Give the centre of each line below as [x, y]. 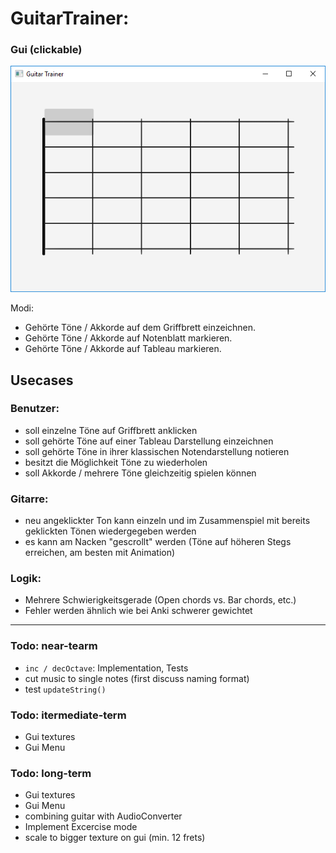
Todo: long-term [51, 773]
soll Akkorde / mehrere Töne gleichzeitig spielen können [140, 473]
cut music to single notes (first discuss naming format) [137, 678]
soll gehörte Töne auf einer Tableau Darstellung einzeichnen [149, 441]
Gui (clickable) [46, 50]
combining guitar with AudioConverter [103, 816]
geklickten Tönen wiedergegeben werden [110, 531]
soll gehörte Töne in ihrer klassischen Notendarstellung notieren [157, 451]
